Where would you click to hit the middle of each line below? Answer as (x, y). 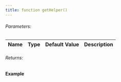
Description (99, 44)
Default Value (62, 44)
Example (15, 74)
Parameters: (18, 27)
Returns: (14, 58)
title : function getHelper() (36, 10)
